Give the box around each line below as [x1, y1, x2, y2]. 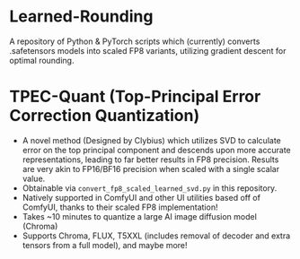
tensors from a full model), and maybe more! [22, 239, 188, 250]
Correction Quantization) [9, 106, 200, 126]
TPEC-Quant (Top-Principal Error [9, 87, 261, 107]
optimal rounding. [9, 55, 75, 65]
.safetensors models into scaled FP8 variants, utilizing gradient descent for [9, 45, 287, 56]
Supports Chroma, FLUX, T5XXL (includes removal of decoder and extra [22, 230, 291, 241]
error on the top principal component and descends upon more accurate [22, 144, 291, 155]
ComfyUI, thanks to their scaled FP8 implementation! [22, 202, 218, 212]
